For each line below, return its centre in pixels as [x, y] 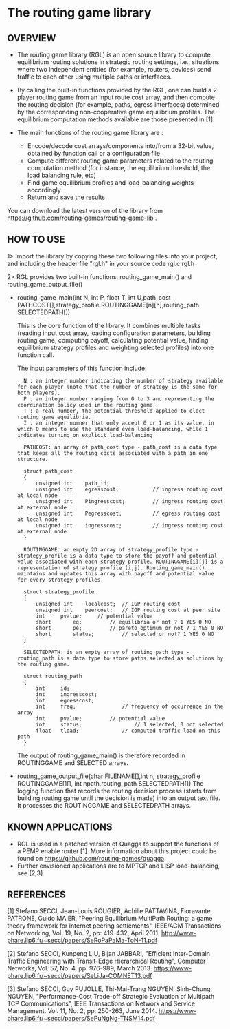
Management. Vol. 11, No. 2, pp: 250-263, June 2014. [82, 1011]
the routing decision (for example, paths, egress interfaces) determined [118, 104]
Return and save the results [66, 197]
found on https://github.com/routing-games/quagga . [91, 858]
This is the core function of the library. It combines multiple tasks [109, 325]
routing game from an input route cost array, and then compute [126, 97]
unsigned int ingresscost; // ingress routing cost [129, 525]
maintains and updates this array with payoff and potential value [115, 573]
